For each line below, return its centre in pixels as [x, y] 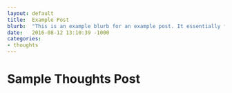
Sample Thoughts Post [74, 79]
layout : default [30, 13]
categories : [24, 39]
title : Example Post [38, 20]
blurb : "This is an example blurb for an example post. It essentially [114, 26]
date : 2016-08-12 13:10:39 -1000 [58, 32]
